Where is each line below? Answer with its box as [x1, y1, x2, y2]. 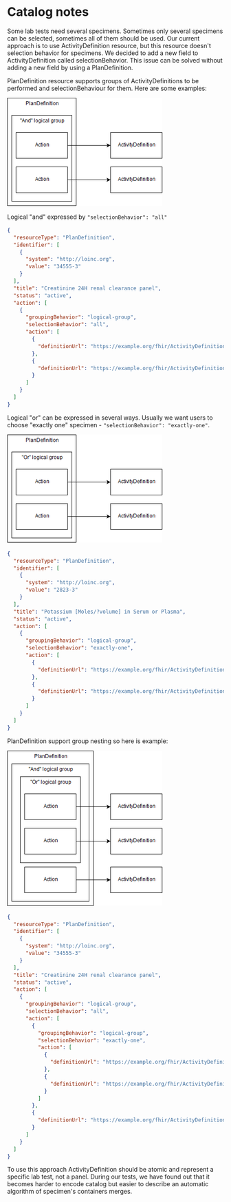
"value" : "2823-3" [25, 586, 78, 594]
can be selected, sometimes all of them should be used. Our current [7, 34, 200, 42]
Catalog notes [7, 4, 89, 20]
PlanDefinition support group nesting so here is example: [7, 737, 168, 745]
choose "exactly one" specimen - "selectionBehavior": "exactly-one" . [7, 420, 210, 429]
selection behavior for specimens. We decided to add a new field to [7, 49, 199, 57]
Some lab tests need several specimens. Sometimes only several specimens [7, 27, 223, 35]
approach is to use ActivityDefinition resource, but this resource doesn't [7, 41, 212, 50]
